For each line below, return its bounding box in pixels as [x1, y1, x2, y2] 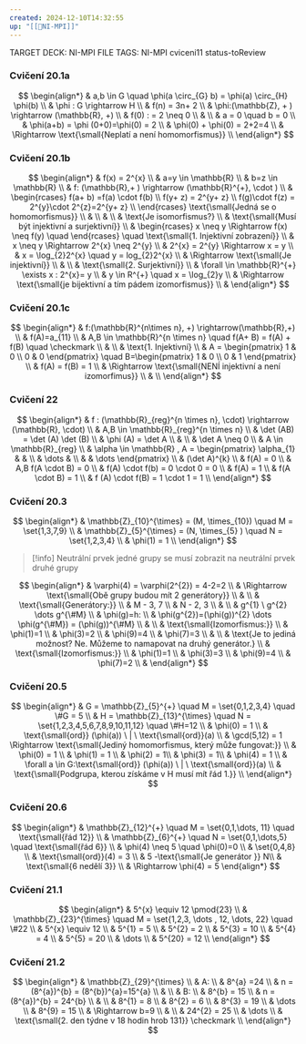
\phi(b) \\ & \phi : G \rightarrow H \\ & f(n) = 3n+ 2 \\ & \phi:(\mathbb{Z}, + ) [13, 99, 293, 110]
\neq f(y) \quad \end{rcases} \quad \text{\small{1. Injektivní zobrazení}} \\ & [11, 230, 295, 241]
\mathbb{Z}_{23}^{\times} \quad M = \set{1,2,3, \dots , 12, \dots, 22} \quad [13, 913, 293, 925]
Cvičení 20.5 [9, 680, 67, 692]
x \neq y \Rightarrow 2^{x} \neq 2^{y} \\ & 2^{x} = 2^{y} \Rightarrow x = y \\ [12, 241, 294, 251]
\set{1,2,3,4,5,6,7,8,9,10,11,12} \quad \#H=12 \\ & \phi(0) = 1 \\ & [37, 721, 269, 732]
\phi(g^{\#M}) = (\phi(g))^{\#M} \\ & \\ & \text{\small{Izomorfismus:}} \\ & [17, 619, 289, 629]
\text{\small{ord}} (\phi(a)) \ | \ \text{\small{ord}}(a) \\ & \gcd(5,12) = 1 [24, 730, 282, 741]
